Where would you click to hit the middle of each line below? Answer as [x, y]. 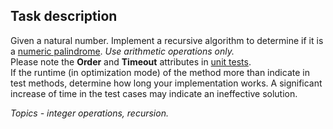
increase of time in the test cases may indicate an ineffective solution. [154, 93]
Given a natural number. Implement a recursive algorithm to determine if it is [167, 40]
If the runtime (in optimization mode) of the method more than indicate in [160, 72]
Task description [64, 16]
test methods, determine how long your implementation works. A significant [166, 83]
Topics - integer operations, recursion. [89, 113]
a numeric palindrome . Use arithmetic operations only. [122, 51]
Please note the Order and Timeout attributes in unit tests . [131, 61]
